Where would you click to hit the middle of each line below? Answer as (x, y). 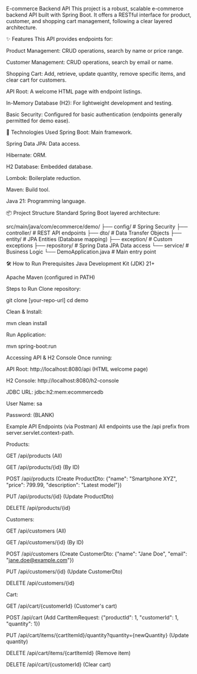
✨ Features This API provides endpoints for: (59, 39)
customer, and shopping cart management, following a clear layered (89, 21)
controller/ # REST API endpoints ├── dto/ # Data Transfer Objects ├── (94, 233)
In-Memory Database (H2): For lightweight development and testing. (90, 103)
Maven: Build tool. (28, 190)
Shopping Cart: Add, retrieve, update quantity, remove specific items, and (96, 74)
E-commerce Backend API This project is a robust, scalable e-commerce (95, 9)
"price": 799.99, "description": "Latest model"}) (64, 485)
